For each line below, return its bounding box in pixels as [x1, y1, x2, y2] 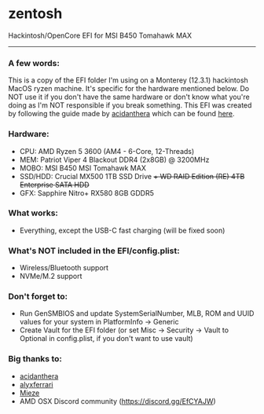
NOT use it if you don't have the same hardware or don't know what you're [8, 92, 250, 102]
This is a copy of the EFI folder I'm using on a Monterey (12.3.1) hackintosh [8, 75, 249, 85]
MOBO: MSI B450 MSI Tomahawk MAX [19, 163, 147, 173]
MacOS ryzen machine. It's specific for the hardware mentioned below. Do [8, 84, 250, 93]
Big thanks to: [8, 354, 63, 365]
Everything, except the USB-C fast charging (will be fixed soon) [19, 225, 225, 235]
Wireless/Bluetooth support [19, 263, 108, 273]
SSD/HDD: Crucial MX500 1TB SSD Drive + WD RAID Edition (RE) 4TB [19, 171, 245, 181]
